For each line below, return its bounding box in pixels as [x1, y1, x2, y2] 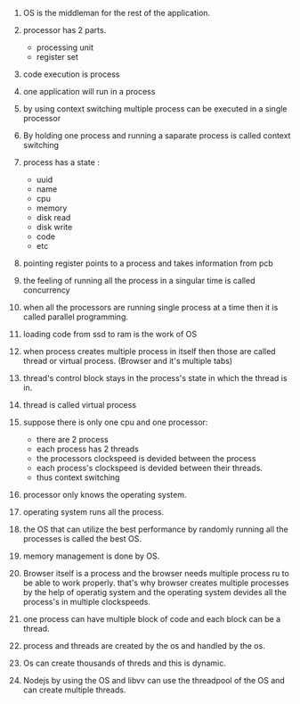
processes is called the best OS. [22, 534, 142, 543]
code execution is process [22, 69, 120, 79]
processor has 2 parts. [22, 25, 107, 35]
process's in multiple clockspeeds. [22, 597, 150, 607]
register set [36, 52, 79, 62]
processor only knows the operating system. [22, 490, 187, 500]
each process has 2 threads [36, 443, 139, 454]
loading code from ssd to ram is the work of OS [22, 329, 198, 339]
